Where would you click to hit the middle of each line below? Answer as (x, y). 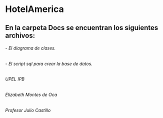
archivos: (20, 35)
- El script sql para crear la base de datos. (49, 63)
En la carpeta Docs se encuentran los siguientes (82, 28)
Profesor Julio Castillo (28, 110)
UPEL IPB (15, 79)
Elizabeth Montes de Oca (31, 94)
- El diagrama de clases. (30, 48)
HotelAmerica (34, 9)
